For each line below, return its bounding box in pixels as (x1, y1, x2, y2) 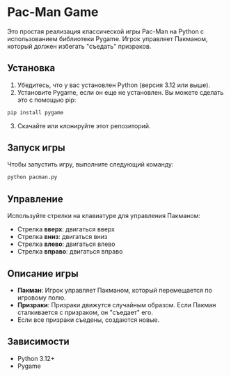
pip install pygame (7, 109, 64, 116)
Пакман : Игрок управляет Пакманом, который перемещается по (17, 286, 212, 294)
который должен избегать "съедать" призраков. (7, 42, 152, 50)
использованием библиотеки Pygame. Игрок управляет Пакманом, (7, 34, 208, 43)
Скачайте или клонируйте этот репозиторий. (17, 121, 151, 130)
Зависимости (7, 336, 70, 348)
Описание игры (7, 268, 79, 279)
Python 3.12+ (17, 354, 55, 362)
